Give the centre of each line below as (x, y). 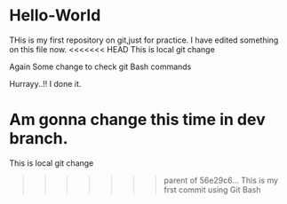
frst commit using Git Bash (212, 189)
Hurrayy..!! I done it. (45, 83)
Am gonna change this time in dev (137, 120)
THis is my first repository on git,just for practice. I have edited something (144, 40)
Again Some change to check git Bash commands (100, 67)
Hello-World (55, 16)
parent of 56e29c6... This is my (221, 180)
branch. (39, 139)
